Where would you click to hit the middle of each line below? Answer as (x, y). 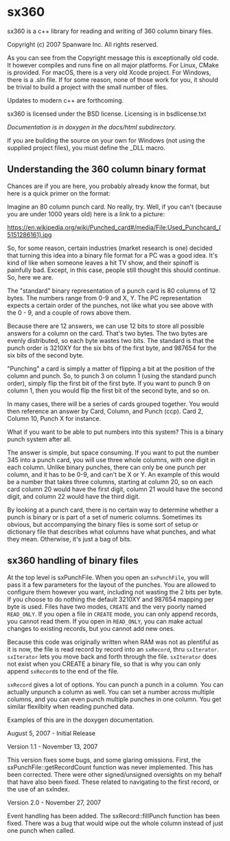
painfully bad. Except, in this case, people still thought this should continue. (114, 270)
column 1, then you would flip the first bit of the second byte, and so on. (109, 391)
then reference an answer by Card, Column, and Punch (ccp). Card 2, (105, 411)
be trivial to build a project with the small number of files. (88, 87)
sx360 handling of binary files (73, 561)
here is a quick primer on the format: (59, 193)
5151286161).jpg (30, 234)
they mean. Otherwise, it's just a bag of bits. (70, 539)
